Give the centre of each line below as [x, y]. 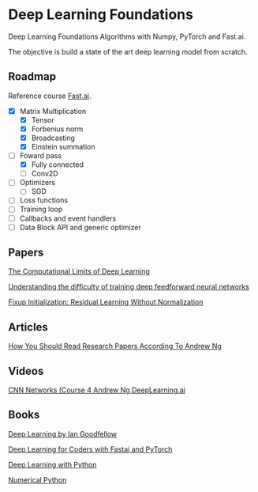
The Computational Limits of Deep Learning [79, 271]
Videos [26, 371]
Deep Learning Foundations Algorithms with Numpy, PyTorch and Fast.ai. [127, 36]
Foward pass [40, 156]
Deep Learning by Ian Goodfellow [63, 433]
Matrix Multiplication [53, 111]
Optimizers [37, 183]
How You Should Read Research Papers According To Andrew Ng [115, 346]
